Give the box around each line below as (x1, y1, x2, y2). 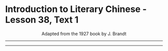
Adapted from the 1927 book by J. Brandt (41, 30, 126, 36)
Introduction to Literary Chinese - (5, 3, 147, 15)
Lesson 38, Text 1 (5, 14, 79, 25)
